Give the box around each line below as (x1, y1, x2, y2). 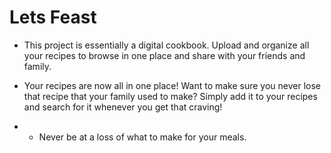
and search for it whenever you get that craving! (23, 101, 223, 113)
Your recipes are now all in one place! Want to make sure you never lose (23, 79, 322, 91)
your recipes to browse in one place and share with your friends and (23, 49, 306, 61)
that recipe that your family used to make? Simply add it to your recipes (23, 90, 318, 102)
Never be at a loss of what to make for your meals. (38, 131, 247, 143)
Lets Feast (9, 6, 97, 29)
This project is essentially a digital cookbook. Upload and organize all (23, 39, 310, 51)
